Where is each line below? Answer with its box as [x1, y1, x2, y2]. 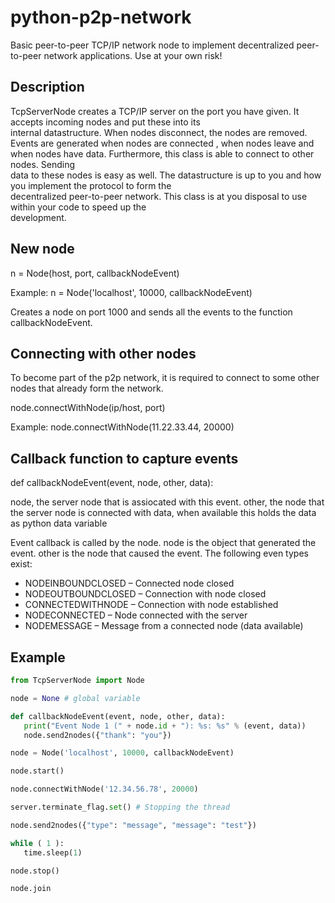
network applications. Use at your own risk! [43, 49, 223, 61]
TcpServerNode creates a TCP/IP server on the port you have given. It [10, 105, 300, 117]
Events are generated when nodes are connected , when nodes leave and [10, 137, 315, 149]
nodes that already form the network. [10, 382, 164, 395]
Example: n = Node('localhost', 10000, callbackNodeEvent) [10, 286, 253, 298]
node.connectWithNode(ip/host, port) [10, 402, 166, 414]
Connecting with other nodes [10, 345, 197, 362]
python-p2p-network [10, 6, 192, 29]
